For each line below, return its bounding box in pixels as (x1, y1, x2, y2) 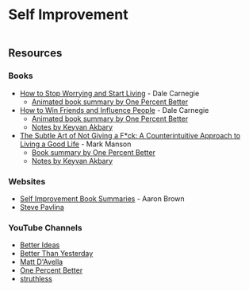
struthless (19, 274, 53, 284)
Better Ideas (19, 240, 60, 250)
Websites (8, 176, 46, 187)
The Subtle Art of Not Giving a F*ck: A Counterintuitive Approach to (19, 130, 241, 140)
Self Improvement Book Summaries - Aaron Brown (19, 193, 185, 204)
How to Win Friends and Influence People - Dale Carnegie (19, 105, 209, 114)
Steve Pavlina (19, 202, 65, 211)
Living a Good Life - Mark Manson (19, 139, 132, 149)
